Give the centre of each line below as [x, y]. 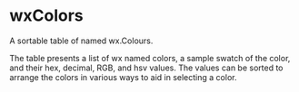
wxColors [46, 16]
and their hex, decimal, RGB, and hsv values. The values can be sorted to [146, 68]
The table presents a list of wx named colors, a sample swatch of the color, [150, 58]
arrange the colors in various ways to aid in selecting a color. [123, 77]
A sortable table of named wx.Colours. [81, 41]
